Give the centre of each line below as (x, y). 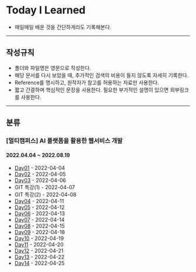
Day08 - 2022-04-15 (40, 226)
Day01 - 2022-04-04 (40, 168)
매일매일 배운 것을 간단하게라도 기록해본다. (63, 27)
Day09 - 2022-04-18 (40, 232)
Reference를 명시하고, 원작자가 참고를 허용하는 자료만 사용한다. (87, 82)
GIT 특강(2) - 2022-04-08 (45, 195)
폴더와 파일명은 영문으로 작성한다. (53, 68)
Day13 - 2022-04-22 (39, 257)
